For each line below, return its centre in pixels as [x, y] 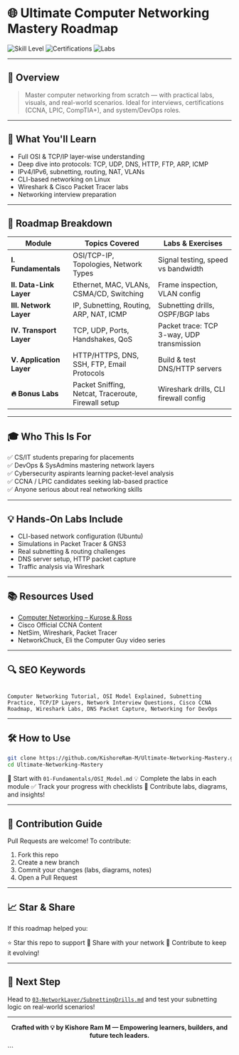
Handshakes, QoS [102, 339]
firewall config [182, 398]
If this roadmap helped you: [48, 928]
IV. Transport [34, 330]
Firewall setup [96, 403]
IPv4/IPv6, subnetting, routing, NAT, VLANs [81, 171]
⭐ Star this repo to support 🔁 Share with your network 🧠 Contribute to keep [117, 942]
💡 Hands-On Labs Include [65, 519]
